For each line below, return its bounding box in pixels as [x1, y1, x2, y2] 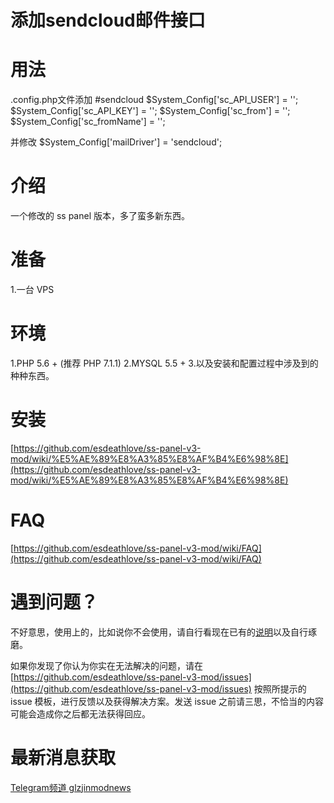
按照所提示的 [253, 682, 307, 695]
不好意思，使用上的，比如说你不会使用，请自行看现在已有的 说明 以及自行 [10, 626, 308, 638]
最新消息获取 [10, 746, 117, 769]
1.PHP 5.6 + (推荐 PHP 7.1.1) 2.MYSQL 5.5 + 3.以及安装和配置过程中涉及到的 [10, 357, 319, 369]
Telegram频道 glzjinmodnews [10, 781, 132, 793]
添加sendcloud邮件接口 [10, 9, 206, 32]
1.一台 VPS [10, 284, 55, 295]
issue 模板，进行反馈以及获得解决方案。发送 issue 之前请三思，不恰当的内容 [10, 695, 325, 707]
